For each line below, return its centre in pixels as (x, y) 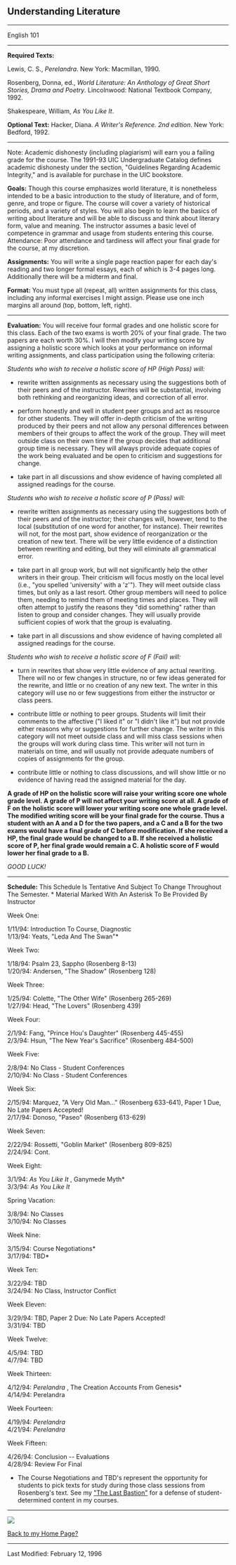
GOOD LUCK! (27, 866)
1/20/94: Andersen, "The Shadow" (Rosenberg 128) (82, 971)
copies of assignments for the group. (71, 759)
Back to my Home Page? (43, 1533)
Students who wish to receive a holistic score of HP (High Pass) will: (106, 369)
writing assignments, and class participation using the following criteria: (111, 355)
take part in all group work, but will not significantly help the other (112, 570)
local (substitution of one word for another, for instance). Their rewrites (120, 526)
